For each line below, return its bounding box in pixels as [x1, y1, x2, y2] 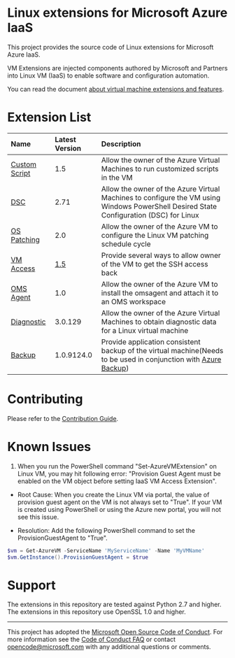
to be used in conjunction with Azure [101, 355, 222, 364]
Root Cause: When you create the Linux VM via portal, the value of [17, 490, 210, 499]
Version [55, 143, 82, 153]
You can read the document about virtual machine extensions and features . [7, 85, 225, 93]
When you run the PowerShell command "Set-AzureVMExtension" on [17, 462, 217, 470]
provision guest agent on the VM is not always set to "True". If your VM [17, 498, 222, 506]
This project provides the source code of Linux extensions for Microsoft [7, 43, 214, 51]
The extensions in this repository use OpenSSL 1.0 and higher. [7, 608, 187, 616]
